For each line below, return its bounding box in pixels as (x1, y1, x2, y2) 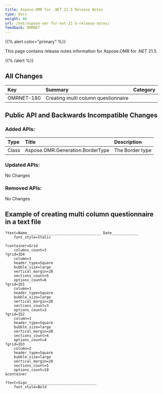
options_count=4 (14, 338, 47, 343)
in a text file (5, 218, 41, 226)
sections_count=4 (14, 333, 49, 338)
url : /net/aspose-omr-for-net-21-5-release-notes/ (5, 21, 110, 26)
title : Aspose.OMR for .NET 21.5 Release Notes (5, 7, 104, 12)
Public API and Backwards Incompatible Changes (5, 111, 158, 120)
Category (133, 86, 156, 93)
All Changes (5, 72, 43, 80)
